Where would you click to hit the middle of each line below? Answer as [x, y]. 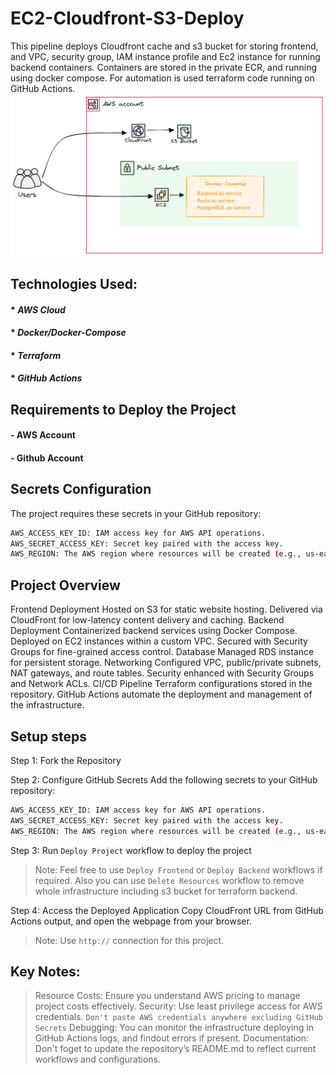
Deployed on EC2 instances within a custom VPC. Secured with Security [159, 641]
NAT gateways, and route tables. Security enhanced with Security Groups [162, 673]
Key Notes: [45, 971]
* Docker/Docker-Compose [68, 333]
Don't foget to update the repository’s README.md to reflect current [175, 1049]
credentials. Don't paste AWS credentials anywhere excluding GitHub [179, 1017]
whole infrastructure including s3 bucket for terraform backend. [166, 891]
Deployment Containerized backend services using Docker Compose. [154, 631]
